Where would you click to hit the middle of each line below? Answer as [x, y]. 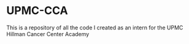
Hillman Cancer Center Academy [48, 34]
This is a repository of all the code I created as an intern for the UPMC [95, 28]
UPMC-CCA [37, 11]
